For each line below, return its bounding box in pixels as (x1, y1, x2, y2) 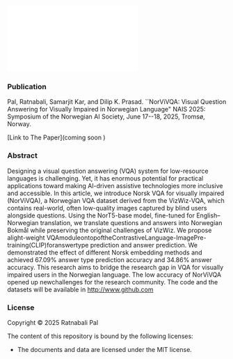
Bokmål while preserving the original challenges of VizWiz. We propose (7, 226, 212, 234)
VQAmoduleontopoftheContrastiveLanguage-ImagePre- (46, 233, 207, 242)
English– (195, 211, 220, 220)
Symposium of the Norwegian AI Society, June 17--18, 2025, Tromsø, (7, 112, 205, 121)
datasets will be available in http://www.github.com (7, 285, 154, 293)
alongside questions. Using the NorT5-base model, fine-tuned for (7, 211, 195, 220)
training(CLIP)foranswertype (7, 240, 89, 249)
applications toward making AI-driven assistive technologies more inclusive (7, 181, 223, 190)
